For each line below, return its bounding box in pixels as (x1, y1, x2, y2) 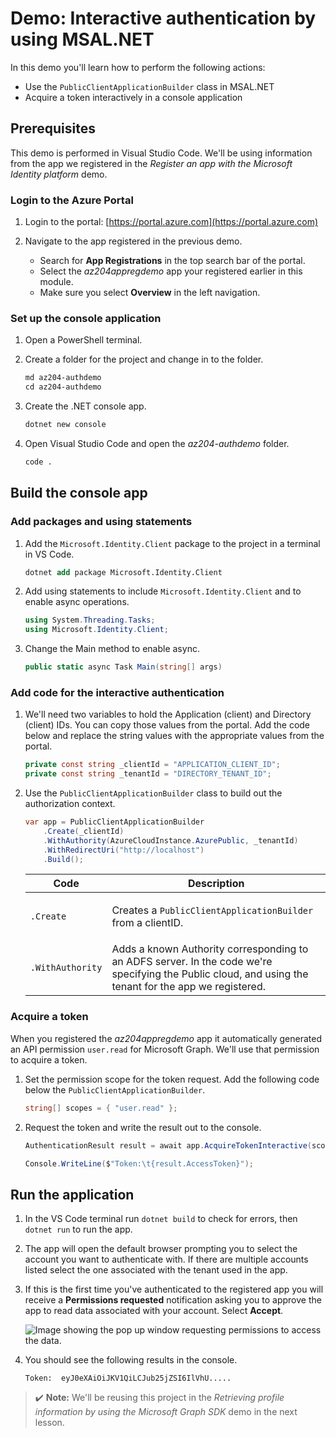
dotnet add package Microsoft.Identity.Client (24, 567, 223, 577)
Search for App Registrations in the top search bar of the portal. (39, 255, 306, 267)
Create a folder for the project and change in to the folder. (24, 353, 264, 366)
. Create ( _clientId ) (43, 826, 125, 836)
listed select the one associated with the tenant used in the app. (24, 1264, 288, 1276)
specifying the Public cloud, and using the (111, 967, 309, 981)
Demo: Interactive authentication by (10, 7, 317, 30)
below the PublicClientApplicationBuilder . (24, 1083, 206, 1096)
